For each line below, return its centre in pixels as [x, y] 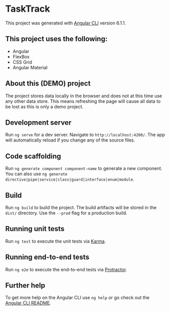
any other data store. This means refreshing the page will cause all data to [83, 101]
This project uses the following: [56, 39]
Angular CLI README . [28, 303]
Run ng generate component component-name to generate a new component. [84, 168]
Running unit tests [35, 229]
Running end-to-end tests [47, 257]
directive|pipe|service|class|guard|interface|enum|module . [70, 179]
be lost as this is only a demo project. [45, 106]
